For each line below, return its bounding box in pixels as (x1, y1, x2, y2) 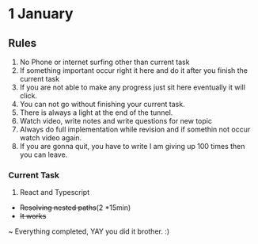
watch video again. (19, 133, 82, 143)
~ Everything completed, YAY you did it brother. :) (8, 227, 170, 236)
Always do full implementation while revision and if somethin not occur (19, 124, 251, 134)
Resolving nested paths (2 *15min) (19, 203, 131, 212)
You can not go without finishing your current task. (19, 100, 185, 109)
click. (19, 91, 38, 100)
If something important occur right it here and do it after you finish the (19, 66, 248, 75)
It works (19, 212, 47, 221)
